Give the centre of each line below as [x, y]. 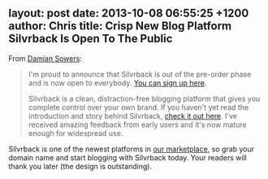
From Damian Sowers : [45, 58]
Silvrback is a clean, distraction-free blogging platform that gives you [144, 98]
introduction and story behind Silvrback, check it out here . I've [133, 116]
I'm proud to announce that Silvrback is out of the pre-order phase [140, 74]
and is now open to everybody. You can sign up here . [117, 83]
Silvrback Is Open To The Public [91, 39]
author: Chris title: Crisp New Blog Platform [120, 26]
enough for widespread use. [76, 133]
